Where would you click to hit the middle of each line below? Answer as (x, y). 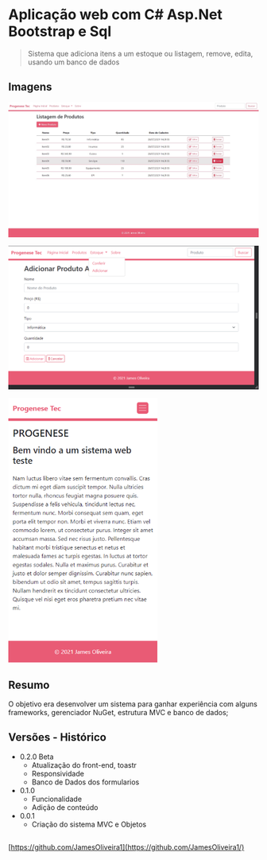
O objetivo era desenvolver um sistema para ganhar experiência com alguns (133, 704)
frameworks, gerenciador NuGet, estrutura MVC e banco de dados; (118, 712)
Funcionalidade (56, 799)
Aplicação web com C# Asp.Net (115, 15)
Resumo (29, 685)
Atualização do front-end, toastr (84, 765)
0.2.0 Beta (37, 757)
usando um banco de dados (74, 62)
